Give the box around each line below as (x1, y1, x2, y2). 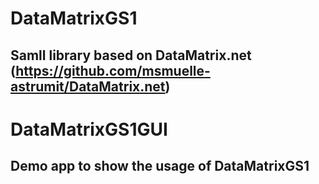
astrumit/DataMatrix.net (10, 78, 166, 95)
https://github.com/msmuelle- (15, 62, 211, 79)
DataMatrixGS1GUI (10, 118, 168, 141)
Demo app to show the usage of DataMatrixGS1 (10, 158, 310, 175)
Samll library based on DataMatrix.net (10, 47, 252, 64)
